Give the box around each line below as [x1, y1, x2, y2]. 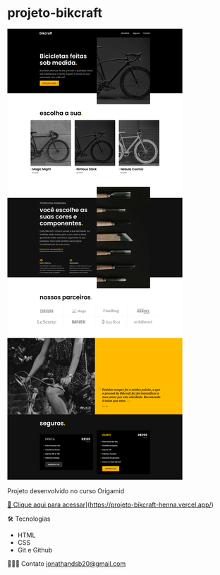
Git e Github [17, 545, 53, 554]
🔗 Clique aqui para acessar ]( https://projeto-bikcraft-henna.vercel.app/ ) [7, 500, 214, 509]
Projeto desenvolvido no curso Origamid [7, 486, 125, 495]
